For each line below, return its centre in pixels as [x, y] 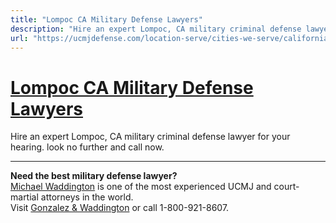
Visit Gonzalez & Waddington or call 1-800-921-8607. [120, 208]
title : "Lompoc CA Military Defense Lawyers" [106, 19]
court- [286, 187]
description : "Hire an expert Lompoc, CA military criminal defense [156, 29]
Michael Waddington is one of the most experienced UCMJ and [141, 187]
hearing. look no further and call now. [87, 147]
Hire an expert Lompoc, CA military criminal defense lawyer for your [150, 137]
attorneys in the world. [87, 197]
